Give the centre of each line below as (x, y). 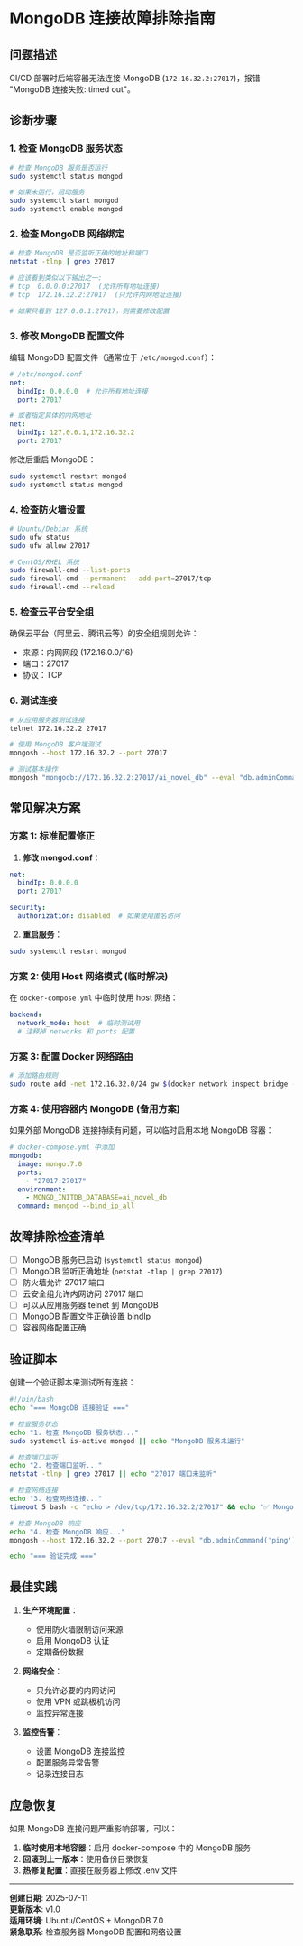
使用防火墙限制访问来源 (79, 1629)
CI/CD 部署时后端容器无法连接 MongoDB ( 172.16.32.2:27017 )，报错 (135, 78)
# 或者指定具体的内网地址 (50, 416)
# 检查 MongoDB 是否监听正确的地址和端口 (79, 254)
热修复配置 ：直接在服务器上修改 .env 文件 (100, 1870)
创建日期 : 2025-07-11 (49, 1897)
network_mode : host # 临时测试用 (79, 1024)
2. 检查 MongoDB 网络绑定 (67, 234)
